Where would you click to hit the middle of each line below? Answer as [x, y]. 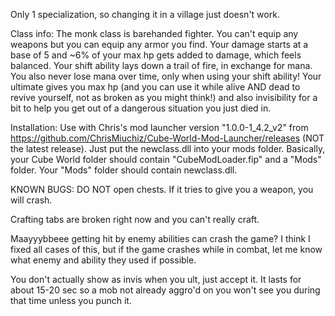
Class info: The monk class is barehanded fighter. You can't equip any [154, 33]
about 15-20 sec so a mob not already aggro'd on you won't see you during [165, 290]
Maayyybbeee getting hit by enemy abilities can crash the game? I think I [160, 238]
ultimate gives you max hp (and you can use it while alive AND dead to [155, 87]
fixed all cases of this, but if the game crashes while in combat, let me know [166, 249]
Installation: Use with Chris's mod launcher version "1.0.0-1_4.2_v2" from [159, 127]
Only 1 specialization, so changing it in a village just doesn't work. [145, 14]
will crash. [31, 200]
